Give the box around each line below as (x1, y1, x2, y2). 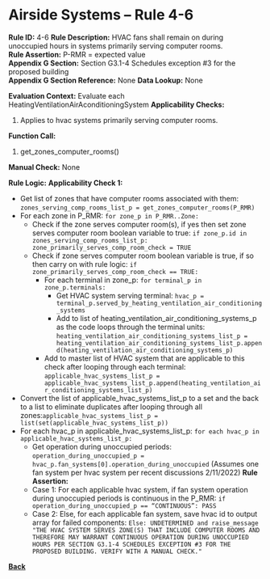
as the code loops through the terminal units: (56, 322, 206, 332)
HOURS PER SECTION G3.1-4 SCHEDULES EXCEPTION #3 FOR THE (31, 540, 231, 548)
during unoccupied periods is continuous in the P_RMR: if (31, 493, 226, 503)
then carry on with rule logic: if (31, 259, 137, 268)
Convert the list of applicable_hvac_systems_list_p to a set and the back (19, 393, 260, 403)
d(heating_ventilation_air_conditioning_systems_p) (56, 346, 234, 354)
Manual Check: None (8, 162, 81, 171)
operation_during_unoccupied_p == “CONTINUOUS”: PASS (31, 501, 217, 510)
